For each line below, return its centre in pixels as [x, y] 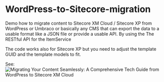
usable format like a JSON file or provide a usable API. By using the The [80, 34]
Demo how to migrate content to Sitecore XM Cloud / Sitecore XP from [79, 23]
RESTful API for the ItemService [38, 39]
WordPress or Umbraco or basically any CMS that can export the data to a [82, 28]
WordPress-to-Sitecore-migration [78, 9]
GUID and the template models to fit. [43, 54]
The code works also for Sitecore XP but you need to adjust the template [81, 49]
